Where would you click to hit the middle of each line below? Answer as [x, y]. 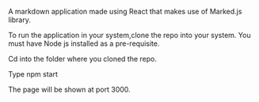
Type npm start [33, 74]
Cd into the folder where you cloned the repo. [82, 59]
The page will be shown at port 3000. [69, 89]
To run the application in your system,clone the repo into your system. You [129, 35]
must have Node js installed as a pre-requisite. [84, 43]
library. [20, 20]
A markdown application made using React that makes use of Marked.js [125, 11]
